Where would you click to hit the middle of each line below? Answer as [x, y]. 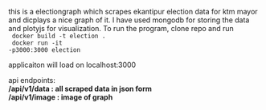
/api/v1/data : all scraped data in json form [80, 88]
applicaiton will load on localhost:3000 [72, 65]
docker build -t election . [59, 36]
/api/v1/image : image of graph [61, 97]
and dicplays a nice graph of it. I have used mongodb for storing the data [129, 20]
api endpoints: [32, 80]
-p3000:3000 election [45, 50]
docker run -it [37, 43]
